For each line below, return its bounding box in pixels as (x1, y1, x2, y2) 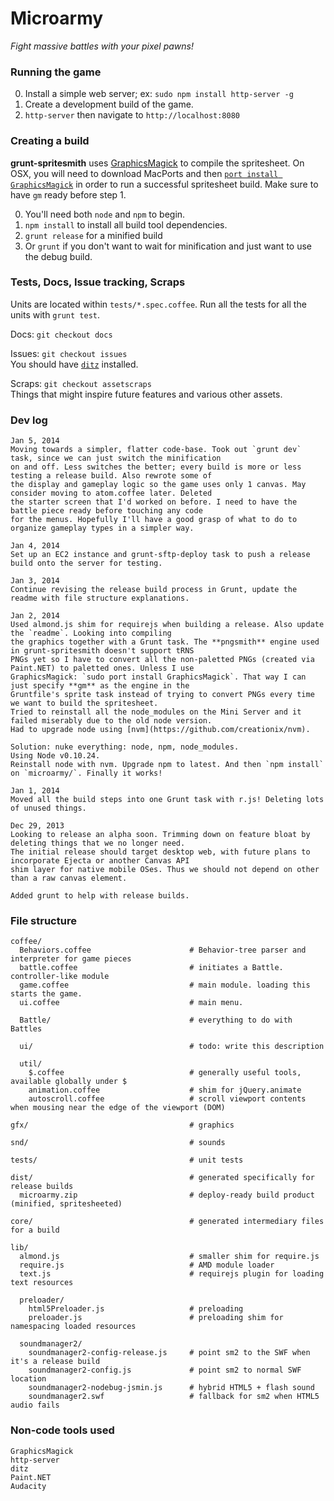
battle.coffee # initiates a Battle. (19, 963, 284, 973)
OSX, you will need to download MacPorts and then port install (10, 167, 279, 179)
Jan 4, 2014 (10, 541, 60, 551)
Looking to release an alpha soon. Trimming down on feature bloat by (10, 830, 311, 840)
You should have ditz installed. (10, 358, 139, 370)
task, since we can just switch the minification (10, 453, 222, 464)
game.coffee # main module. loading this (19, 980, 311, 991)
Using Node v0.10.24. (10, 751, 101, 761)
